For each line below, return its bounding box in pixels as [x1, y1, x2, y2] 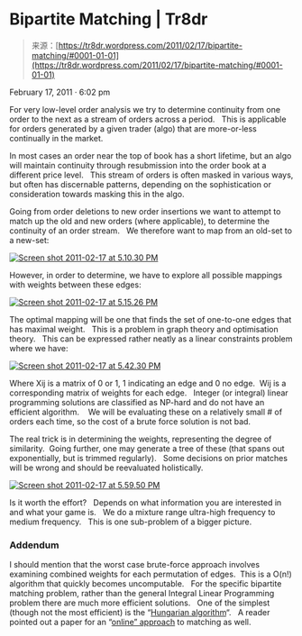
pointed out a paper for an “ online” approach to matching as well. [9, 617, 252, 628]
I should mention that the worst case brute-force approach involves [9, 559, 260, 570]
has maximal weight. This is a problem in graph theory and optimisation [9, 323, 279, 334]
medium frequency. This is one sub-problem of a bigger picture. [9, 516, 252, 527]
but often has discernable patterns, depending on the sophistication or [9, 178, 272, 189]
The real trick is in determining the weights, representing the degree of [9, 433, 272, 444]
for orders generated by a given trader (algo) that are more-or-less [9, 123, 257, 134]
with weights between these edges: [9, 279, 142, 290]
